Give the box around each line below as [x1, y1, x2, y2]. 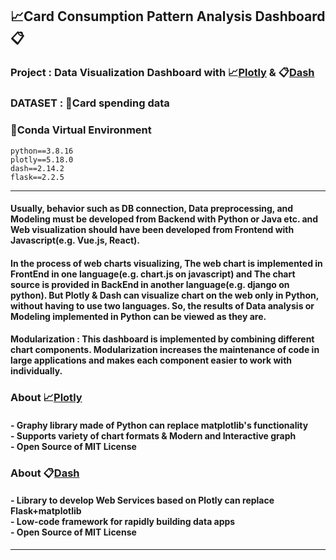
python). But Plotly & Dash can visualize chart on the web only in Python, [10, 289, 320, 301]
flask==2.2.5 [10, 172, 65, 182]
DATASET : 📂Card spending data [10, 96, 170, 110]
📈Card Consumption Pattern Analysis [10, 8, 253, 25]
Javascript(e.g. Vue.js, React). [10, 234, 140, 247]
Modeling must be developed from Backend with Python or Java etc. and [10, 213, 319, 225]
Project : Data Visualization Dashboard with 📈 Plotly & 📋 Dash [10, 66, 315, 80]
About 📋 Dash [10, 466, 80, 480]
